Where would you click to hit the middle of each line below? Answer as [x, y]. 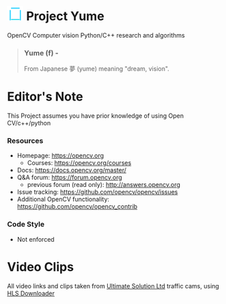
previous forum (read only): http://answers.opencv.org [104, 185]
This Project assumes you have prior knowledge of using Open [96, 116]
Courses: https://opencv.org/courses [79, 163]
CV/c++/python [29, 123]
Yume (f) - [41, 53]
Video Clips [40, 267]
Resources [25, 141]
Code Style [26, 225]
